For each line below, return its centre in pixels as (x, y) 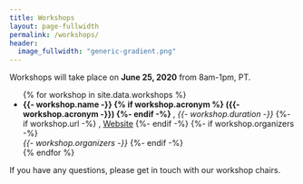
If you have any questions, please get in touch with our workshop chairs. (145, 170)
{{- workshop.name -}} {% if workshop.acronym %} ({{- (131, 104)
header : (24, 43)
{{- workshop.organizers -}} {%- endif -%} (103, 143)
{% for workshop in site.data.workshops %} (104, 95)
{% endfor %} (49, 153)
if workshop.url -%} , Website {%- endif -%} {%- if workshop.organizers (158, 124)
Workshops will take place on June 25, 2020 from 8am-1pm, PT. (130, 77)
